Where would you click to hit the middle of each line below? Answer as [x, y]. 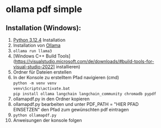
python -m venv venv [35, 83]
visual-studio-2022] [34, 67]
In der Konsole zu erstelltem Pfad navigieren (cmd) [66, 77]
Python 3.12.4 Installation [39, 40]
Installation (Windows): [44, 28]
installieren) [68, 67]
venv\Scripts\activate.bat [42, 89]
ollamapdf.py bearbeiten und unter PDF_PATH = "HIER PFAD [76, 104]
